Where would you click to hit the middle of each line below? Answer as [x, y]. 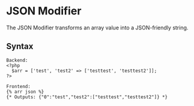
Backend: [17, 60]
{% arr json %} [25, 92]
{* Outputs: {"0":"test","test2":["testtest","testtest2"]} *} [87, 97]
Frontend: [19, 86]
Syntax [20, 46]
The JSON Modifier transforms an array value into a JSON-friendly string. [97, 28]
